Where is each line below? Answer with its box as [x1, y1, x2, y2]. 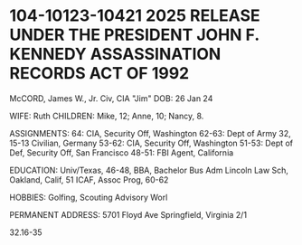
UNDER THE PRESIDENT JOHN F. [9, 24, 260, 45]
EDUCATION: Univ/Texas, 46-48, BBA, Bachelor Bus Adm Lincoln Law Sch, [9, 165, 289, 175]
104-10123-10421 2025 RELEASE [9, 5, 260, 26]
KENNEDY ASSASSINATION [9, 44, 222, 64]
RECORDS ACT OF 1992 [9, 63, 190, 84]
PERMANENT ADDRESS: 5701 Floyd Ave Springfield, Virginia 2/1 [9, 209, 247, 220]
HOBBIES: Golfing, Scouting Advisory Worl [9, 192, 168, 203]
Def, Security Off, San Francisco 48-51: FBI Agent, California [9, 146, 234, 158]
